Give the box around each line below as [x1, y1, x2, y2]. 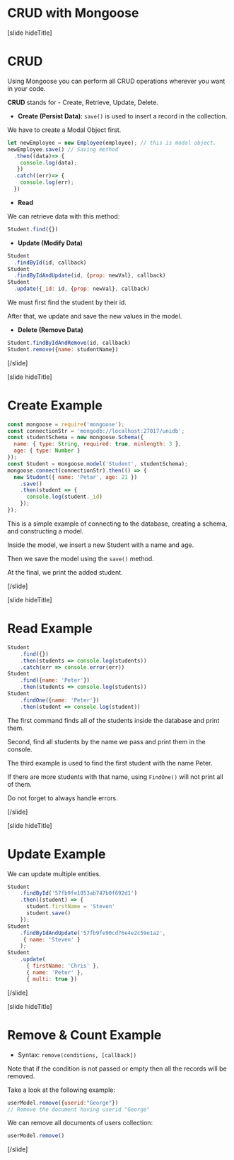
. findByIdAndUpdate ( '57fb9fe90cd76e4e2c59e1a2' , [20, 929, 166, 937]
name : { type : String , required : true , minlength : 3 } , [13, 441, 182, 448]
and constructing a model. [7, 526, 84, 535]
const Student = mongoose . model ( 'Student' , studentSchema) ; [7, 460, 189, 468]
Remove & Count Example [7, 1027, 162, 1043]
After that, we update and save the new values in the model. [7, 312, 182, 320]
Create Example [7, 397, 103, 413]
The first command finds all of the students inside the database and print [7, 716, 220, 724]
